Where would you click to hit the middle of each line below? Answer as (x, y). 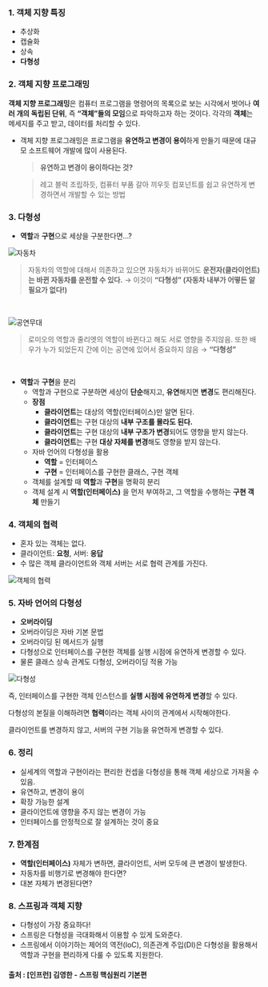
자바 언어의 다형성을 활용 (70, 452)
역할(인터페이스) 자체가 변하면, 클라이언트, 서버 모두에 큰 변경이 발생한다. (134, 863)
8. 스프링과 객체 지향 (45, 906)
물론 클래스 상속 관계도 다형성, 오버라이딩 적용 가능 (99, 662)
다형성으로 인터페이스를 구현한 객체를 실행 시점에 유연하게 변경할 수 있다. (133, 652)
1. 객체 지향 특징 (37, 12)
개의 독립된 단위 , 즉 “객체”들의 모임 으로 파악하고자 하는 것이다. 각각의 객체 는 (135, 113)
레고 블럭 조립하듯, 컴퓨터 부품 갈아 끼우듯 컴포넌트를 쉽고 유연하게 (143, 184)
